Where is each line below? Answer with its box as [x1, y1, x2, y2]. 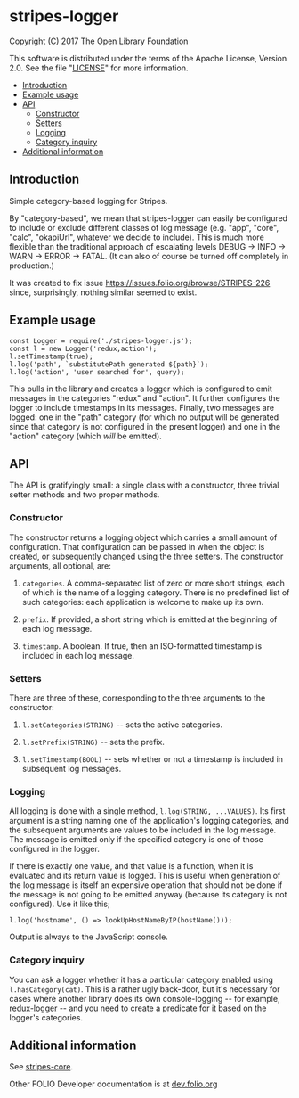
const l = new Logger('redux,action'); [9, 344, 158, 353]
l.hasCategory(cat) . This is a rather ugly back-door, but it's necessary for [9, 983, 280, 995]
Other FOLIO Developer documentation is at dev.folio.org [9, 1078, 218, 1089]
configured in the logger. [9, 844, 100, 855]
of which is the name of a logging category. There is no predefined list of [21, 586, 290, 598]
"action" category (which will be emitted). [9, 430, 162, 441]
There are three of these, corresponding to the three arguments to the [9, 692, 266, 703]
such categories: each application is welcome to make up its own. [21, 596, 264, 607]
